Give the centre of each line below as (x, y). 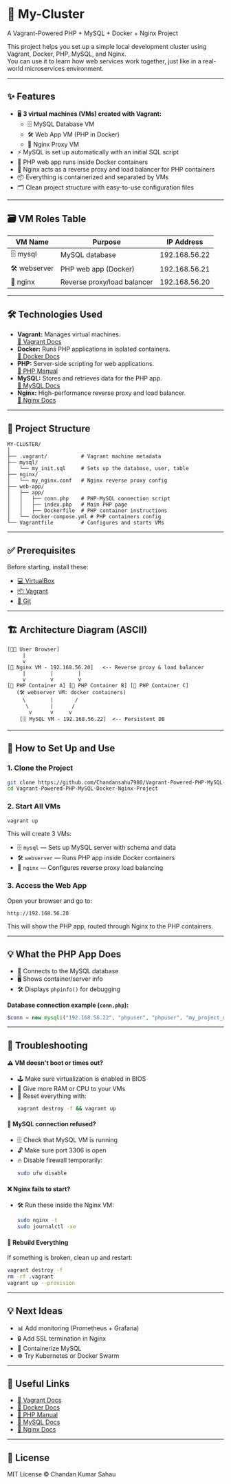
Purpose (107, 242)
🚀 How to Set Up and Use (61, 748)
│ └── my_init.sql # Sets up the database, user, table (98, 469)
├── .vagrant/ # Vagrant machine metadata (84, 457)
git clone (21, 782)
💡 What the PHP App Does (64, 954)
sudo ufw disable (42, 1173)
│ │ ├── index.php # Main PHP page (67, 505)
